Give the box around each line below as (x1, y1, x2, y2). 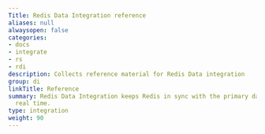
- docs (8, 41, 30, 49)
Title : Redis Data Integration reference (8, 11, 147, 20)
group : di (8, 77, 41, 85)
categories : (8, 33, 47, 42)
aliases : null (8, 19, 55, 27)
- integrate (8, 48, 47, 56)
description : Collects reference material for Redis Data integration (8, 70, 245, 78)
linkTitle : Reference (8, 84, 80, 93)
